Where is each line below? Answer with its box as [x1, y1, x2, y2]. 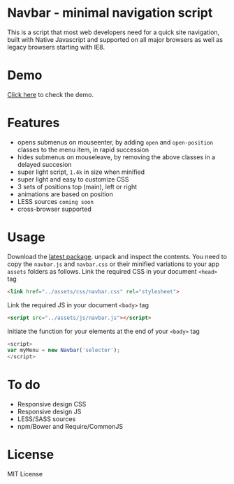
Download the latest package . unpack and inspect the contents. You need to [7, 252, 227, 261]
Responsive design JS [17, 407, 82, 416]
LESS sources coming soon [17, 197, 94, 205]
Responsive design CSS [17, 400, 87, 409]
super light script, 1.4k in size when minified [17, 168, 145, 176]
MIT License [7, 470, 43, 478]
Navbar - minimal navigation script [7, 5, 213, 21]
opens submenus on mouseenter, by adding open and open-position [17, 138, 214, 146]
